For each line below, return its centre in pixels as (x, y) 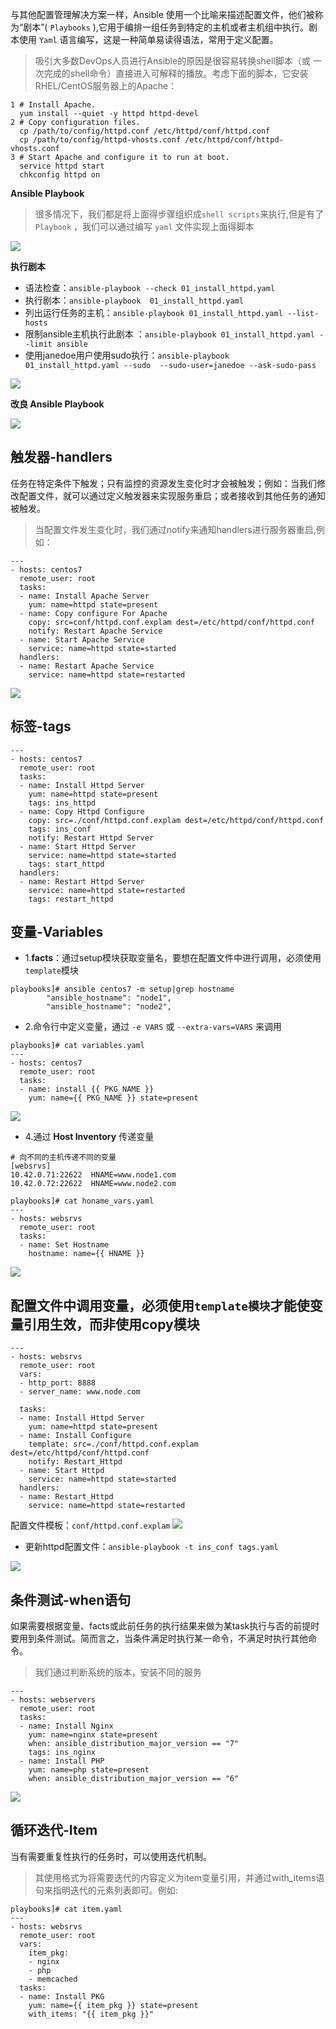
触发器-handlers (61, 457)
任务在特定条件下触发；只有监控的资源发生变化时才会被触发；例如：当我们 (163, 483)
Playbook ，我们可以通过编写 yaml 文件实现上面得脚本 (144, 226)
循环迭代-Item (54, 1830)
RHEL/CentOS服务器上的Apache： (106, 86)
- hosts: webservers (53, 1700)
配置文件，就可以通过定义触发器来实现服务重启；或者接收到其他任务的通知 (172, 495)
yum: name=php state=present (89, 1770)
